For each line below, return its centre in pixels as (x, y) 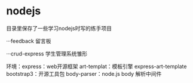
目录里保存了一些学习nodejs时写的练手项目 (59, 28)
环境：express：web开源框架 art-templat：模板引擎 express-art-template (96, 66)
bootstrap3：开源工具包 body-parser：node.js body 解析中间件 (84, 73)
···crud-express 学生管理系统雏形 (47, 53)
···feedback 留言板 (29, 41)
